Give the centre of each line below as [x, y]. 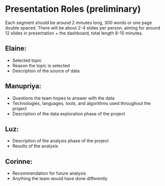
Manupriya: [23, 86]
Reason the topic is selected [41, 65]
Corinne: [19, 161]
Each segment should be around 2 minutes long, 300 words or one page [79, 23]
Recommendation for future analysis [49, 173]
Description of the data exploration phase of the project [69, 113]
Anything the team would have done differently [60, 179]
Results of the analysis [35, 146]
